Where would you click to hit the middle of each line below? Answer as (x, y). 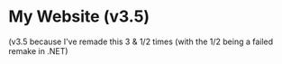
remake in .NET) (38, 50)
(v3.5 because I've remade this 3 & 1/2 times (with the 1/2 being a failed (141, 41)
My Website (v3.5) (79, 17)
